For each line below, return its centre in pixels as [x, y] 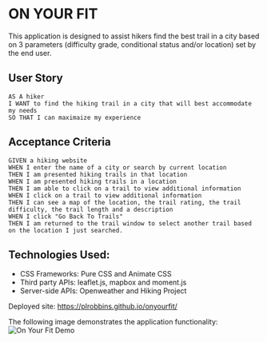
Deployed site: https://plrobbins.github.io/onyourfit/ [93, 306]
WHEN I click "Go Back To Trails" [66, 217]
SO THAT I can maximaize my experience [75, 117]
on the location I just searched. [66, 230]
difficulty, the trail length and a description [91, 209]
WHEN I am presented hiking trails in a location [93, 181]
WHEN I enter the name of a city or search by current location [118, 167]
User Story [36, 78]
